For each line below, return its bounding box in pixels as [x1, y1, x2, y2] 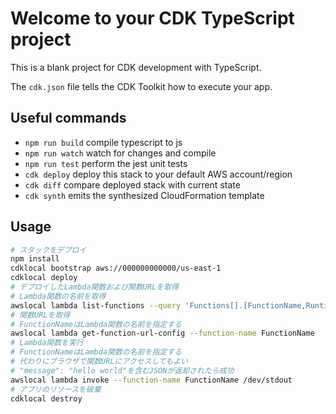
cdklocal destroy [10, 393, 83, 404]
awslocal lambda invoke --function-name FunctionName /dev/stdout [10, 375, 293, 385]
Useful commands [10, 110, 127, 127]
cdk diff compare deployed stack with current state [24, 178, 241, 191]
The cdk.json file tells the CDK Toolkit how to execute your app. [10, 80, 273, 92]
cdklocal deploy [10, 273, 78, 283]
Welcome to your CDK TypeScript [10, 7, 295, 30]
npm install [10, 254, 60, 264]
